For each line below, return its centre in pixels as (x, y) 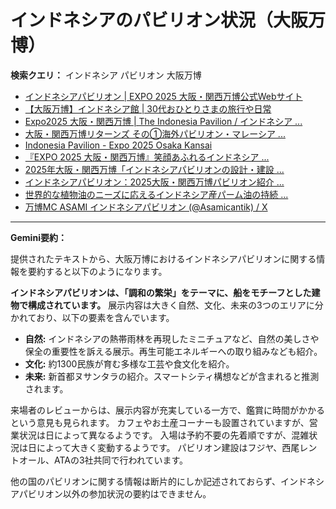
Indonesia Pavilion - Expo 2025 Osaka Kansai (118, 145)
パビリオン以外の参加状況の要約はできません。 (115, 493)
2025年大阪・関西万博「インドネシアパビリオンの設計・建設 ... (154, 169)
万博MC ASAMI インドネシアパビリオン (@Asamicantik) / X (146, 207)
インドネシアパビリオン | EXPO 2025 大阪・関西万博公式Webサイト (163, 96)
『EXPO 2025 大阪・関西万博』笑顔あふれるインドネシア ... (147, 157)
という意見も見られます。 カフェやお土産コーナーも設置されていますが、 (160, 422)
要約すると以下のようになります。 (97, 271)
